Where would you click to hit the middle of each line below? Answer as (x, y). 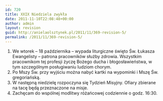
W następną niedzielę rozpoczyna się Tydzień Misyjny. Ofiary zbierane (84, 82)
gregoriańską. (26, 77)
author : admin (20, 23)
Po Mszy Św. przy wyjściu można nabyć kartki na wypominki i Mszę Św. (85, 72)
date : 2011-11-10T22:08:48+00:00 (39, 19)
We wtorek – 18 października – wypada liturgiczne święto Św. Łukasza (83, 51)
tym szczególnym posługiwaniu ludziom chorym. (62, 67)
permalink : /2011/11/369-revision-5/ (44, 37)
